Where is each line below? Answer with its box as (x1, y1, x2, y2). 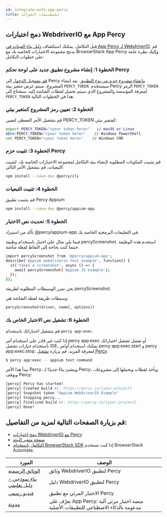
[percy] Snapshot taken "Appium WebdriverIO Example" (5, 391, 119, 396)
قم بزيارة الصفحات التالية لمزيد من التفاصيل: (5, 418, 127, 427)
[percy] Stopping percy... (5, 395, 61, 401)
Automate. (12, 447, 34, 453)
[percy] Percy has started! (5, 381, 64, 387)
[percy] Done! (5, 404, 35, 409)
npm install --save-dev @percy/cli (5, 173, 79, 178)
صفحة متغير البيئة (12, 437, 45, 443)
